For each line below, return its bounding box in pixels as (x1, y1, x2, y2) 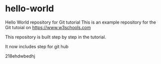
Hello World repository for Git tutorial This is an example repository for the (5, 19, 157, 25)
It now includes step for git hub (5, 43, 69, 49)
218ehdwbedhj (5, 53, 36, 59)
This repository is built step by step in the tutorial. (5, 34, 107, 40)
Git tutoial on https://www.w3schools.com (5, 24, 91, 30)
